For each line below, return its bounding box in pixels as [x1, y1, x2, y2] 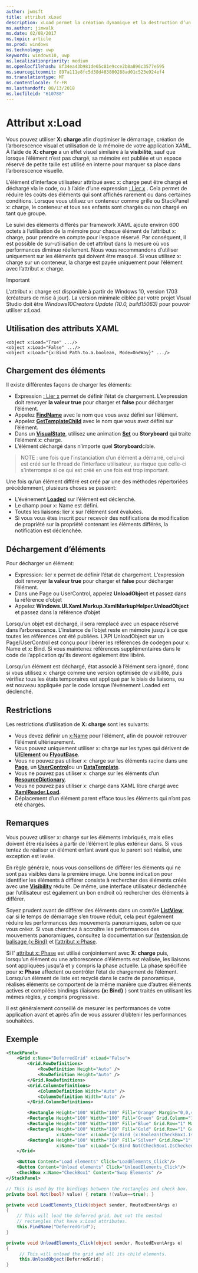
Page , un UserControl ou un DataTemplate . [14, 763, 120, 770]
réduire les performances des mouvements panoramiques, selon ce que [6, 919, 181, 926]
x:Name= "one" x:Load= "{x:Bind [56, 1132, 131, 1137]
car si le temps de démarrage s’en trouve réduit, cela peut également [6, 913, 174, 920]
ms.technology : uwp [6, 47, 54, 53]
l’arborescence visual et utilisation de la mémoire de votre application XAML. [6, 142, 192, 149]
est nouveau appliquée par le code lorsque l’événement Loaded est [6, 682, 170, 689]
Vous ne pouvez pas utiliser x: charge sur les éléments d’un [14, 770, 159, 777]
